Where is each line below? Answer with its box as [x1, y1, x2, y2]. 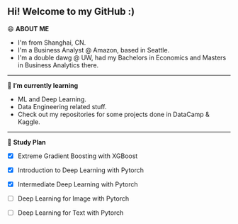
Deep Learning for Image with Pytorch [17, 194, 130, 203]
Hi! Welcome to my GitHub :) [7, 6, 135, 18]
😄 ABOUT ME [7, 24, 50, 33]
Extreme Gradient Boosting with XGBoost [17, 152, 138, 160]
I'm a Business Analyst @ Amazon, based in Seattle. [17, 45, 170, 54]
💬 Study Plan [7, 138, 46, 146]
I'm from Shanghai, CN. [17, 38, 86, 47]
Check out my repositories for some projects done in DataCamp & [17, 110, 210, 118]
